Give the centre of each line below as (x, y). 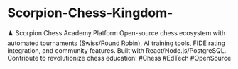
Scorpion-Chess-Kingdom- (90, 13)
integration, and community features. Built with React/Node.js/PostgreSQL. (117, 50)
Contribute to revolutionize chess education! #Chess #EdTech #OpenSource (119, 58)
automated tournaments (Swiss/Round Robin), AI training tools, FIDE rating (117, 43)
